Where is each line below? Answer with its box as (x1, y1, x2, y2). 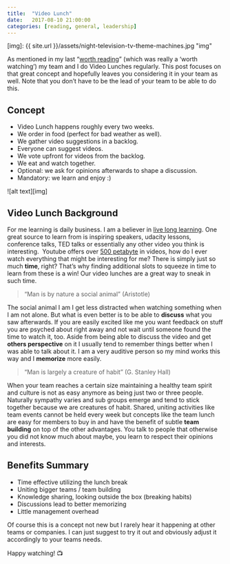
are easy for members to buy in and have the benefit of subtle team (7, 418, 200, 426)
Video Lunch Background (7, 207, 118, 219)
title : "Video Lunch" (7, 10, 72, 17)
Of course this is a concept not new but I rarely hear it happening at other (7, 521, 216, 529)
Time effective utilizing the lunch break (17, 478, 128, 486)
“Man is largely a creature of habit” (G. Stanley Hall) (23, 368, 171, 376)
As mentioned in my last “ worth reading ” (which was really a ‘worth (7, 55, 198, 63)
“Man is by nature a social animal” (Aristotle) (23, 290, 150, 298)
